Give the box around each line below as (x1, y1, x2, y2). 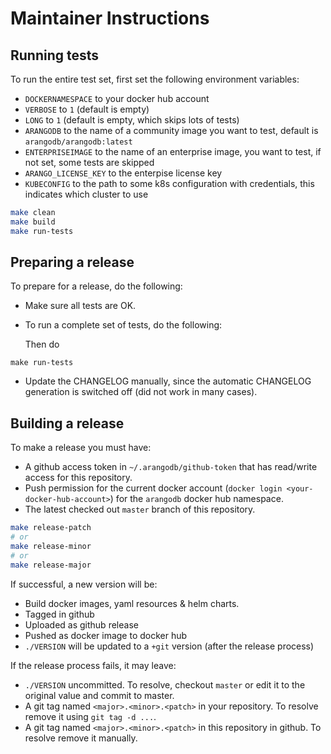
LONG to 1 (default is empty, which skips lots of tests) (24, 114, 240, 126)
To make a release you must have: (10, 442, 152, 454)
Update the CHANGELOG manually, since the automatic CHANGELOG (24, 375, 312, 387)
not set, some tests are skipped (24, 157, 155, 168)
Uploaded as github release (24, 618, 139, 631)
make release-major (10, 560, 92, 570)
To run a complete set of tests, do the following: (24, 319, 223, 331)
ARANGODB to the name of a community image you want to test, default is (24, 125, 319, 136)
